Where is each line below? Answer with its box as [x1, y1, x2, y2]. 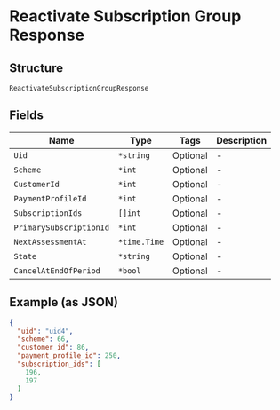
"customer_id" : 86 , [17, 343, 90, 352]
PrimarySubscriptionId [13, 222, 109, 233]
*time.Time [117, 237, 164, 247]
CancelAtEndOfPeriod [13, 265, 100, 276]
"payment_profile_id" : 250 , [17, 351, 122, 360]
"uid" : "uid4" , [17, 327, 74, 335]
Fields [9, 108, 44, 123]
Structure [9, 60, 64, 75]
